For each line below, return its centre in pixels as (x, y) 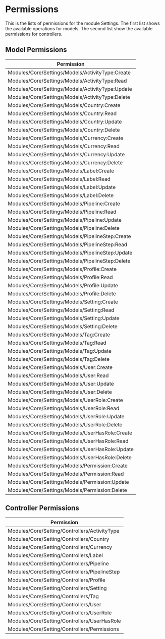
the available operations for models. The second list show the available (79, 28)
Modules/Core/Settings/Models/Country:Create (64, 105)
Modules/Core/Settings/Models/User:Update (61, 384)
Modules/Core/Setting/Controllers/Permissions (64, 629)
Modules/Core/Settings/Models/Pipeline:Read (62, 212)
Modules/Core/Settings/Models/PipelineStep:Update (70, 252)
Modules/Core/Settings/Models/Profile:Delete (62, 293)
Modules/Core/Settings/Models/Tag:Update (60, 351)
